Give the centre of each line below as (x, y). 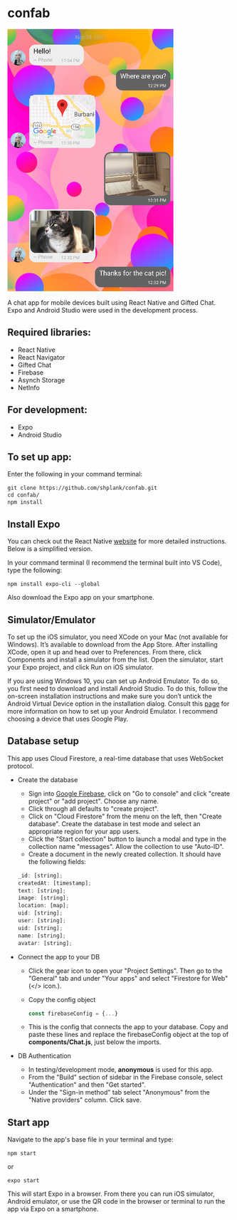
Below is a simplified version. (50, 549)
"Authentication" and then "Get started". (87, 1085)
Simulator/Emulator (52, 620)
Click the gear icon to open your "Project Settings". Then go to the (125, 971)
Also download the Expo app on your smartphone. (81, 598)
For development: (47, 410)
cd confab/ (23, 495)
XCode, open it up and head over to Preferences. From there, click (105, 652)
